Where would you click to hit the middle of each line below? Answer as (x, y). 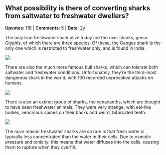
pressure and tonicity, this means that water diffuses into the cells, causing (82, 142)
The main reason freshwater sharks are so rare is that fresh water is (75, 131)
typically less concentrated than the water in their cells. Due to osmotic (78, 137)
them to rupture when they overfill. (41, 147)
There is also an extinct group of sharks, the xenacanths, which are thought (83, 102)
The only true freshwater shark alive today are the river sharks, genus (77, 37)
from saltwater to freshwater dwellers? (67, 16)
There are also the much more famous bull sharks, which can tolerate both (82, 67)
